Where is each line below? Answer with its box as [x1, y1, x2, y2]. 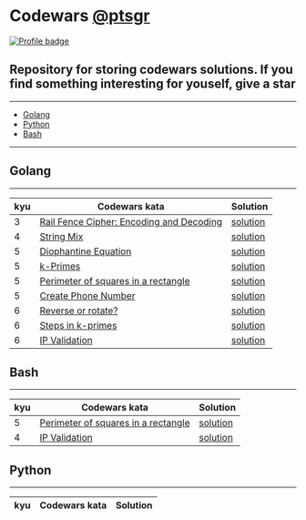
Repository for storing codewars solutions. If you [9, 62, 293, 77]
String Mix [39, 229, 84, 242]
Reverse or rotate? [39, 304, 118, 317]
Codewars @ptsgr [9, 5, 150, 26]
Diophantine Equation [39, 245, 132, 258]
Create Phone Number [39, 289, 136, 301]
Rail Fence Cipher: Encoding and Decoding [39, 215, 223, 228]
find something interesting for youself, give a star [9, 76, 296, 92]
